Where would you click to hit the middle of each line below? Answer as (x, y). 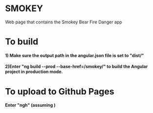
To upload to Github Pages (60, 91)
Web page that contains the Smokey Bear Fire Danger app (64, 22)
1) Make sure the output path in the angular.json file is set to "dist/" (75, 55)
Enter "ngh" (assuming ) (30, 105)
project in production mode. (34, 72)
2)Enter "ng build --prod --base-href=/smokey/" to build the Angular (76, 67)
